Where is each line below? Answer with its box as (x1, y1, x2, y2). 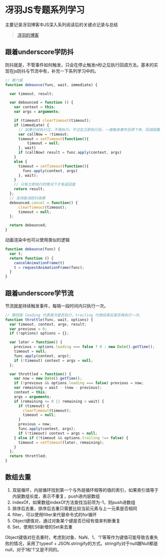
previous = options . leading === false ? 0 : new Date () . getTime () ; (14, 344, 155, 349)
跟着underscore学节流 (5, 289, 74, 297)
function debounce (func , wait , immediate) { (5, 82, 98, 87)
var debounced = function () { (9, 100, 74, 105)
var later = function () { (9, 340, 63, 345)
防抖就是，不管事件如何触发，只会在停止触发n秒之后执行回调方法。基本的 (5, 62, 154, 68)
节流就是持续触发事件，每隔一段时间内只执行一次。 (5, 303, 109, 308)
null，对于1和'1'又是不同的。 (5, 546, 62, 553)
